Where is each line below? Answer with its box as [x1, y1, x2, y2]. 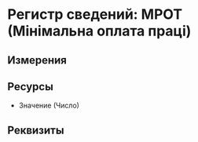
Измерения [7, 53, 68, 67]
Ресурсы [7, 80, 54, 93]
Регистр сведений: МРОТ [7, 5, 182, 24]
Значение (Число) [18, 100, 80, 111]
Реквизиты [7, 123, 64, 137]
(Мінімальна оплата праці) [7, 22, 192, 40]
